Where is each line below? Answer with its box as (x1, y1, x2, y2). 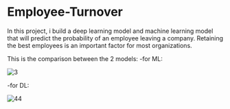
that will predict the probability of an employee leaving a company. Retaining (7, 34, 224, 42)
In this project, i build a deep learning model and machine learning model (7, 27, 214, 35)
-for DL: (7, 81, 30, 89)
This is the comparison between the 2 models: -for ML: (7, 54, 163, 62)
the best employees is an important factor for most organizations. (7, 41, 192, 49)
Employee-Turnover (7, 4, 124, 20)
